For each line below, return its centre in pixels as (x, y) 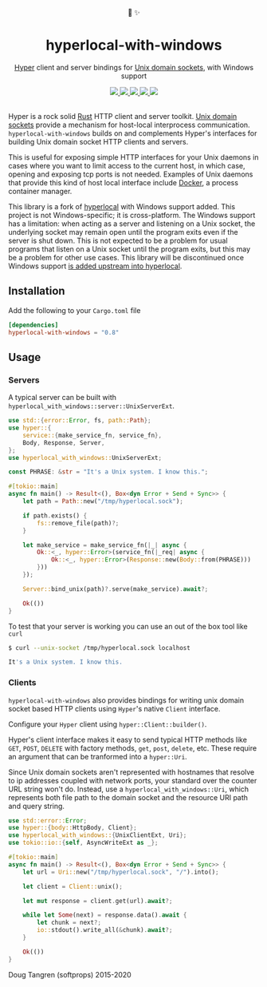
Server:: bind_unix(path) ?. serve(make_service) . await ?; (116, 589)
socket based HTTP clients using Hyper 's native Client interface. (114, 708)
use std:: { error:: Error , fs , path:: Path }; (80, 421)
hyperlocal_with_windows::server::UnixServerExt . (92, 406)
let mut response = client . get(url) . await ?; (98, 901)
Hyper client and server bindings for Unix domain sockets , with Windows (134, 67)
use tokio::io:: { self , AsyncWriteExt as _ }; (83, 843)
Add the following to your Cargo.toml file (75, 310)
